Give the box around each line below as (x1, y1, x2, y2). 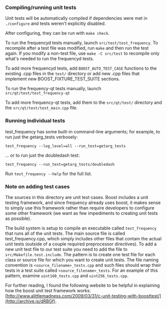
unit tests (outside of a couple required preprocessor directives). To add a (5, 241, 157, 247)
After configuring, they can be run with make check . (5, 30, 110, 36)
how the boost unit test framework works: (5, 288, 91, 294)
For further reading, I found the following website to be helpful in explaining (5, 282, 160, 288)
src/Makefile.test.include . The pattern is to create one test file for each (5, 251, 156, 257)
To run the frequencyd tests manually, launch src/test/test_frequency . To (5, 40, 158, 46)
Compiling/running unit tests (5, 4, 77, 11)
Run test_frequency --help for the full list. (5, 171, 92, 177)
